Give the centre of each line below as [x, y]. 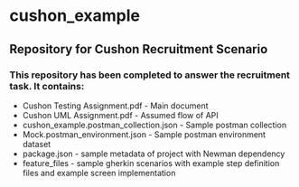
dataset [37, 144]
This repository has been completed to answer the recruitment [150, 75]
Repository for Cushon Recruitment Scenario [139, 49]
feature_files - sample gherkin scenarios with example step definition [151, 163]
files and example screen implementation [99, 173]
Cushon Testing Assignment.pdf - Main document [116, 106]
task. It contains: [47, 86]
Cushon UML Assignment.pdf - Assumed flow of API [120, 115]
